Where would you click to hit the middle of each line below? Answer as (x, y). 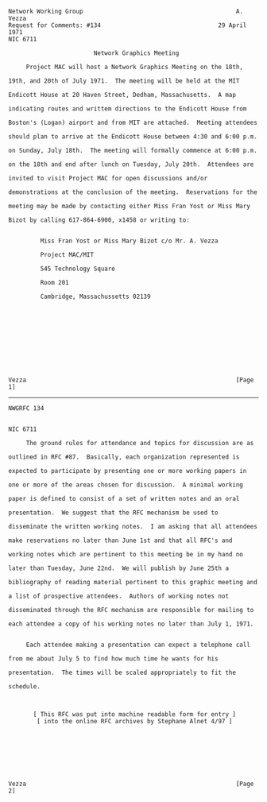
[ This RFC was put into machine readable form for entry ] (135, 715)
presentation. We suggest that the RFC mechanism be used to (113, 513)
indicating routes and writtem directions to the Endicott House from (128, 109)
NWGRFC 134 (26, 409)
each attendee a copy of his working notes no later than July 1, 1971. (131, 624)
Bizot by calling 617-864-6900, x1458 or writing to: (99, 220)
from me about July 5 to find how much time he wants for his (113, 659)
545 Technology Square (77, 269)
